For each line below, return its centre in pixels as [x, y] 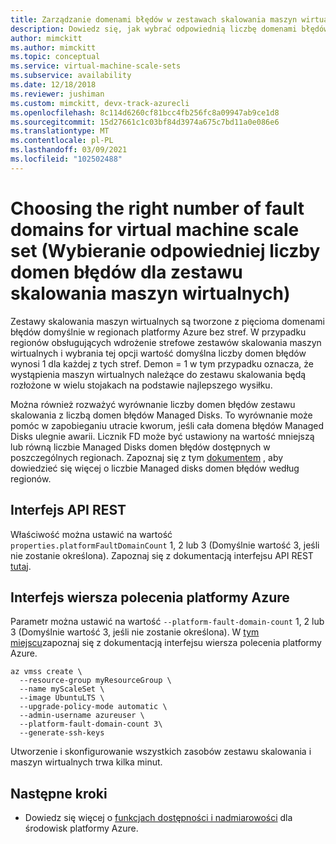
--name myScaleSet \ [62, 689]
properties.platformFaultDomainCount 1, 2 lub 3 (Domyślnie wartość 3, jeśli [165, 545]
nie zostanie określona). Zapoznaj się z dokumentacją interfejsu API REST [162, 555]
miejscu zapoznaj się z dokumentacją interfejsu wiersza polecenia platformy [166, 643]
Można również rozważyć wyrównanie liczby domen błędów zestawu [153, 404]
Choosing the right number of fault [157, 208]
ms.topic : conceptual [55, 57]
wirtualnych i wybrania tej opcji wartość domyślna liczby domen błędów [158, 353]
